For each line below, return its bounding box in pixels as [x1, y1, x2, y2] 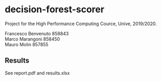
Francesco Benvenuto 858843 [5, 30, 69, 36]
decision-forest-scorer [5, 4, 105, 15]
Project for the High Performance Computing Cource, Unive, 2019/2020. [5, 21, 157, 27]
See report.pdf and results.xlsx [5, 70, 70, 76]
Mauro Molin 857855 [5, 41, 49, 47]
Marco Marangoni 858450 [5, 36, 60, 42]
